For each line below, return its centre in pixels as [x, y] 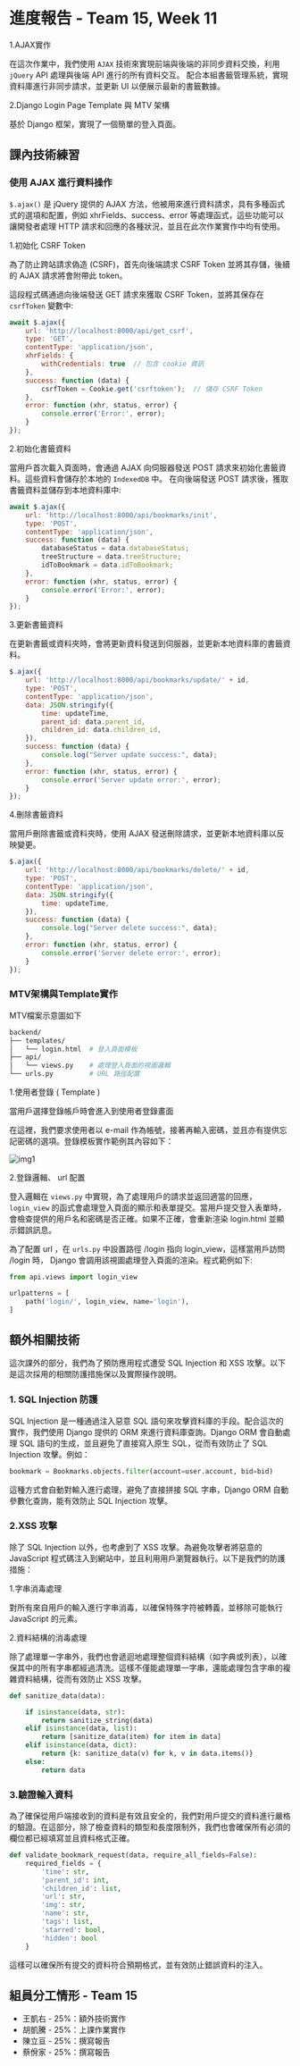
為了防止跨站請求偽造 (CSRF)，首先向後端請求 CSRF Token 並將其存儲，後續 [150, 264]
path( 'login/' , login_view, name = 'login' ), [108, 1301]
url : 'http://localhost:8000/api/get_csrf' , [109, 331]
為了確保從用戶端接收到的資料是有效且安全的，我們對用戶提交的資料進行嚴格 [150, 1816]
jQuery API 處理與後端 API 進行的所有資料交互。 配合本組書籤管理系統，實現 [149, 75]
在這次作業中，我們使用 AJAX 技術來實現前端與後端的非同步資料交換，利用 [145, 63]
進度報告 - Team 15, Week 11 [113, 18]
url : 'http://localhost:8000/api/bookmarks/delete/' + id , [137, 870]
